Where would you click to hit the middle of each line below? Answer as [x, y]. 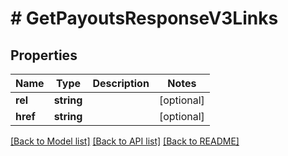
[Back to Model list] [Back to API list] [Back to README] [125, 141]
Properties [44, 55]
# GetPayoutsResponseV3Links [144, 18]
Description [121, 83]
